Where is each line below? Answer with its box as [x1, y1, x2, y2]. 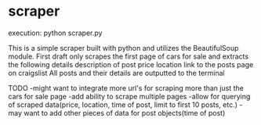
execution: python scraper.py [8, 28, 103, 37]
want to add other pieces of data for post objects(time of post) [23, 108, 226, 117]
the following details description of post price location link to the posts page [8, 59, 254, 69]
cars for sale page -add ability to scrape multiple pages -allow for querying [8, 91, 251, 101]
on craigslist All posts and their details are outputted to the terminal [8, 68, 225, 77]
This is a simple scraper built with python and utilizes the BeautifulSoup [8, 43, 239, 52]
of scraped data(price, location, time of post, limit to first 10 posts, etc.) [8, 100, 237, 109]
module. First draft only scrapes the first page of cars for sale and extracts [8, 52, 249, 61]
